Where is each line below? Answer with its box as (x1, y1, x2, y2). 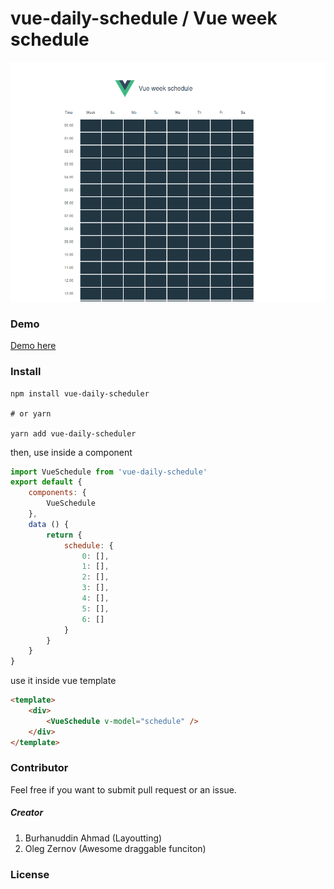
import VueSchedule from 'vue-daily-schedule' (10, 467, 208, 477)
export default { (10, 477, 83, 487)
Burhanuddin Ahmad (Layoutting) (24, 832, 163, 844)
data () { (28, 519, 70, 529)
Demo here (10, 340, 57, 352)
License (10, 867, 50, 881)
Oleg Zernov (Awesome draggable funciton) (24, 842, 207, 854)
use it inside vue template (10, 675, 117, 687)
